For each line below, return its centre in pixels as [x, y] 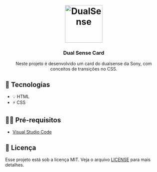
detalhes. [15, 165]
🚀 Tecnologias [28, 85]
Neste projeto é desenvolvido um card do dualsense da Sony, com [84, 64]
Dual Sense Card [84, 53]
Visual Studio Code [32, 132]
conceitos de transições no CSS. [84, 69]
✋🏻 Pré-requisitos [33, 120]
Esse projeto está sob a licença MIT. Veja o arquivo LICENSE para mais [78, 160]
